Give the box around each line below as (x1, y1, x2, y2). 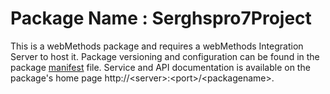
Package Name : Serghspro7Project (10, 7, 312, 30)
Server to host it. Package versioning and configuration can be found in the (10, 50, 320, 62)
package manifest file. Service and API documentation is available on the (10, 61, 311, 73)
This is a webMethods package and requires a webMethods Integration (10, 40, 304, 52)
